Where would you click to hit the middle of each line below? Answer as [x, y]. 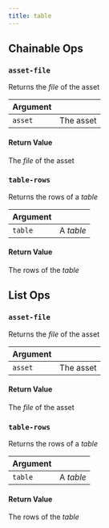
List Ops [29, 295]
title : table [30, 16]
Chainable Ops [46, 49]
